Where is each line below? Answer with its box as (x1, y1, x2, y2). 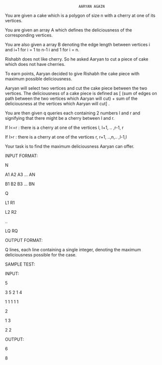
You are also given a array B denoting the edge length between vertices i (5, 42, 150, 48)
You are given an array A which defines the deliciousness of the (5, 27, 132, 33)
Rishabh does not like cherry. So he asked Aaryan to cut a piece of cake (5, 56, 148, 62)
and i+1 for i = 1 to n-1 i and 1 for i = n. (5, 47, 80, 52)
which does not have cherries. (5, 62, 65, 67)
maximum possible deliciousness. (5, 76, 73, 81)
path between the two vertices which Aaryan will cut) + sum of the (5, 95, 138, 101)
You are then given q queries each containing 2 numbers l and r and (5, 110, 140, 116)
